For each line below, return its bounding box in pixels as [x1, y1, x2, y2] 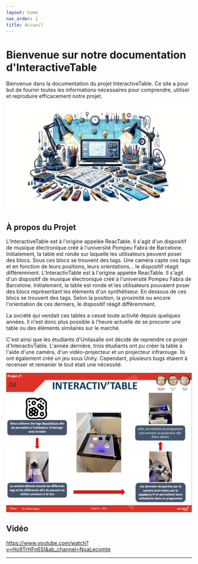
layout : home [6, 9, 38, 15]
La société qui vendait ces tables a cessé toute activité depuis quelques [6, 312, 181, 319]
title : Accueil [6, 22, 44, 28]
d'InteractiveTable [6, 61, 97, 74]
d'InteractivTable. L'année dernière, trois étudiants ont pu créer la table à [6, 342, 183, 349]
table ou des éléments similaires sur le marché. [6, 324, 121, 332]
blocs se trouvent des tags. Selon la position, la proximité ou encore [6, 294, 171, 301]
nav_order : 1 [6, 15, 38, 22]
